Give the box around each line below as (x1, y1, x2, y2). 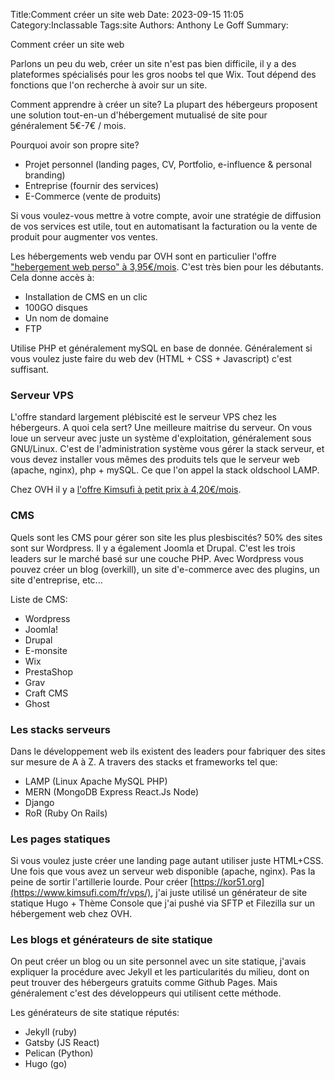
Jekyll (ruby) (24, 1026, 78, 1038)
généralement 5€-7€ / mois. (10, 120, 127, 131)
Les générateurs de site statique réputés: (10, 1007, 180, 1019)
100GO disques (24, 302, 88, 313)
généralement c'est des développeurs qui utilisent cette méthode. (10, 987, 282, 999)
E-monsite (24, 644, 68, 656)
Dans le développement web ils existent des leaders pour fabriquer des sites (10, 745, 326, 757)
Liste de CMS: (10, 593, 68, 605)
